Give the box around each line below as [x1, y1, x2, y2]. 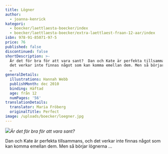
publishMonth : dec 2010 [9, 81, 59, 86]
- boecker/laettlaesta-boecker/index [9, 26, 88, 31]
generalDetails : [5, 72, 39, 77]
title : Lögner [5, 7, 35, 12]
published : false [5, 44, 41, 49]
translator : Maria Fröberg [9, 105, 66, 110]
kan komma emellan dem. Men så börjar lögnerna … [5, 143, 112, 149]
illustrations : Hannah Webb [9, 77, 68, 82]
